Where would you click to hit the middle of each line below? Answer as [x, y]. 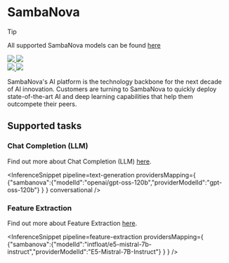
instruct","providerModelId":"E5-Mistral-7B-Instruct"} [84, 251]
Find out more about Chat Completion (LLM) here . [79, 161]
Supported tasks [45, 126]
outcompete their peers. [42, 104]
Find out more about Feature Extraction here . [72, 223]
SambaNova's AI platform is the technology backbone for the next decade [115, 81]
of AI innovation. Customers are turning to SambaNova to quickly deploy [112, 89]
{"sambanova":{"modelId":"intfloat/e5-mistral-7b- [80, 244]
